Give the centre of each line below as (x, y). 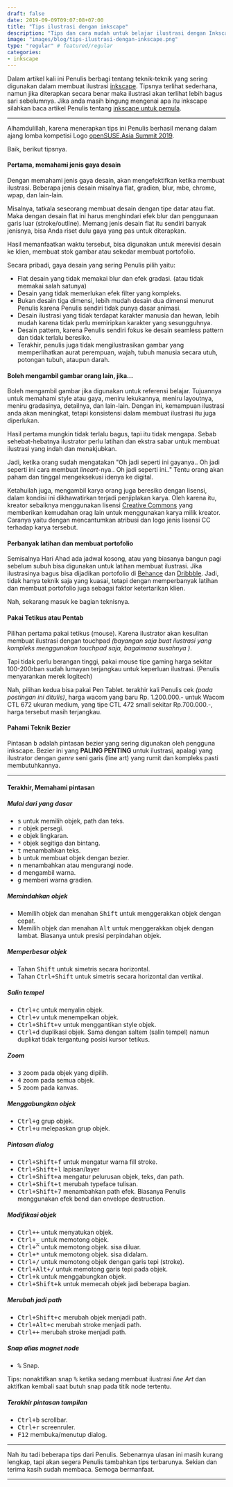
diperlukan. (23, 420)
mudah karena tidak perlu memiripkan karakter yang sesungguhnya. (115, 322)
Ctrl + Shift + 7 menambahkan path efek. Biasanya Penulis (101, 1192)
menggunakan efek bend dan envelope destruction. (91, 1199)
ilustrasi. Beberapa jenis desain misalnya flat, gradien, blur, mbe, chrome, (112, 188)
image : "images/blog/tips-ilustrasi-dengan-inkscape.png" (93, 40)
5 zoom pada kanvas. (48, 1087)
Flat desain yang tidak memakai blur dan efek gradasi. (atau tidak (110, 278)
